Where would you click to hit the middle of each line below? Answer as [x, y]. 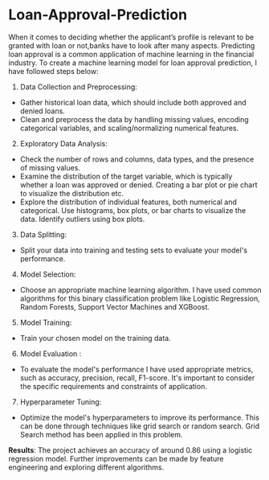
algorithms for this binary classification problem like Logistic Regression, [140, 298]
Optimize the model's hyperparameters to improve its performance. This [139, 417]
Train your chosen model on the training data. [95, 338]
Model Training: [46, 322]
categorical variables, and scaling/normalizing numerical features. [129, 128]
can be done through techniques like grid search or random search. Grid [140, 426]
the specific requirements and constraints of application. [113, 386]
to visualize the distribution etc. [72, 193]
